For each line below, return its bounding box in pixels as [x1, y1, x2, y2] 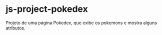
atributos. [5, 25, 25, 31]
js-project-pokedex [5, 3, 88, 15]
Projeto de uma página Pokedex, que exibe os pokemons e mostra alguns [5, 20, 157, 26]
